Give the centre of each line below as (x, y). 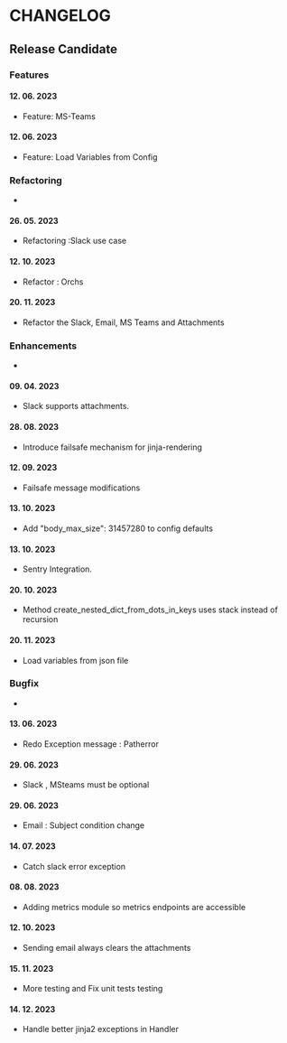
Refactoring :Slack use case (74, 241)
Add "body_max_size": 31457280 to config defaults (118, 528)
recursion (40, 619)
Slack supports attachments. (75, 406)
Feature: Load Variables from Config (90, 157)
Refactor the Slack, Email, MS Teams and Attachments (123, 322)
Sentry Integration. (57, 569)
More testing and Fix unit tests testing (93, 989)
